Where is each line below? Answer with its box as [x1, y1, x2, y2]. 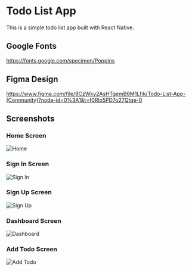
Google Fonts [6, 41, 57, 51]
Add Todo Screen [6, 245, 58, 254]
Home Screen [6, 131, 47, 139]
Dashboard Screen [6, 216, 61, 225]
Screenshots [6, 113, 55, 123]
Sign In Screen [6, 160, 49, 168]
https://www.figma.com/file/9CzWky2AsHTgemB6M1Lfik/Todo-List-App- [6, 90, 186, 97]
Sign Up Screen [6, 188, 52, 197]
